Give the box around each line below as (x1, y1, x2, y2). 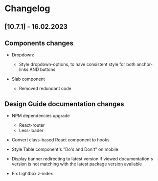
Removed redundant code (19, 86, 71, 91)
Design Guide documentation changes (4, 100, 124, 108)
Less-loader (19, 128, 44, 134)
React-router (19, 122, 45, 128)
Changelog (4, 3, 50, 14)
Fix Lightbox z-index (11, 171, 53, 177)
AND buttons (29, 67, 56, 72)
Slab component (11, 76, 45, 82)
